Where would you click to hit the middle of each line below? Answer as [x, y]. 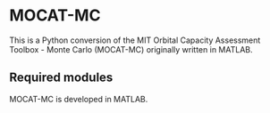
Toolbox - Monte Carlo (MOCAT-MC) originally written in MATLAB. [131, 49]
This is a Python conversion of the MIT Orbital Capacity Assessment [135, 40]
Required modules [61, 78]
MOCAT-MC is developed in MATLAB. [79, 99]
